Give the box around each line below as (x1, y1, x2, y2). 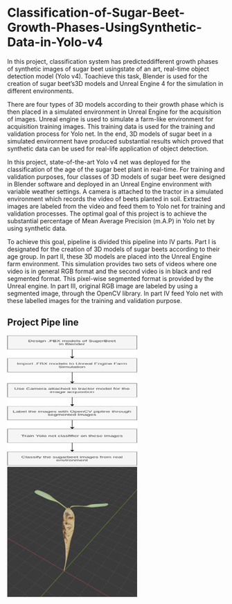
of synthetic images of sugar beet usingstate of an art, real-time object (7, 64, 210, 73)
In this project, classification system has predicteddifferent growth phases (7, 57, 219, 65)
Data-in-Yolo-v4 (7, 35, 103, 50)
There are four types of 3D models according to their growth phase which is (7, 100, 224, 108)
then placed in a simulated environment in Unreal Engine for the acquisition (7, 107, 222, 116)
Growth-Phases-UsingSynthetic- (7, 19, 202, 35)
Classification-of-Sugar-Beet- (7, 5, 185, 21)
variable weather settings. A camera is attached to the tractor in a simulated (7, 187, 224, 196)
